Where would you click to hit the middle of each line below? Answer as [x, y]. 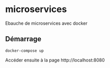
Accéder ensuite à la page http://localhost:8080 [55, 60]
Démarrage [23, 39]
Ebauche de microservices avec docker [46, 23]
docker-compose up [24, 51]
